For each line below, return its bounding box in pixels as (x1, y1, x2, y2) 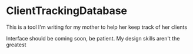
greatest (6, 41, 26, 48)
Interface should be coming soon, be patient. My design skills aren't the (6, 35, 180, 42)
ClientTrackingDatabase (6, 4, 128, 18)
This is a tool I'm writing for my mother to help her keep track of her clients (6, 23, 187, 31)
